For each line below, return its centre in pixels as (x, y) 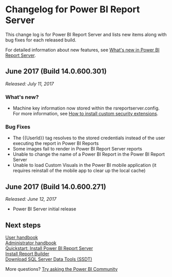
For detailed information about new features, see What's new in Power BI (82, 50)
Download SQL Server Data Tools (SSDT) (49, 259)
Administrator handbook (31, 243)
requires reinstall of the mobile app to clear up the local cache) (79, 171)
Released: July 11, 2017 (30, 83)
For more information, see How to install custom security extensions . (85, 114)
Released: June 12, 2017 (31, 199)
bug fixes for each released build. (41, 40)
